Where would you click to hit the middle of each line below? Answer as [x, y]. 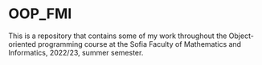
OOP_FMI [40, 14]
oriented [22, 44]
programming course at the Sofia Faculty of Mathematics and [139, 44]
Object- [242, 36]
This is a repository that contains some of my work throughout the [118, 36]
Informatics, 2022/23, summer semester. [76, 52]
